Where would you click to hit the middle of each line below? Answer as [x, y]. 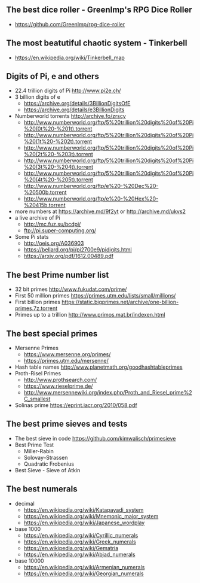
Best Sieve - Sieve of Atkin [47, 470]
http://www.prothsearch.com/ [60, 380]
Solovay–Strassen [46, 457]
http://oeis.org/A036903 [54, 243]
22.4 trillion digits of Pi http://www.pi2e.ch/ [68, 91]
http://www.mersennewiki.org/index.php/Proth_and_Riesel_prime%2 [108, 393]
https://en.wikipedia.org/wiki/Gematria [71, 548]
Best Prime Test [34, 445]
